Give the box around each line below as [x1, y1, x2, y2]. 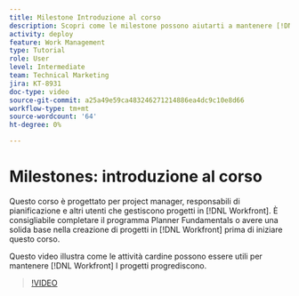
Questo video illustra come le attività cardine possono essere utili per [9, 251, 263, 261]
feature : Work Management [9, 37, 105, 47]
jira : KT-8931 [9, 79, 62, 88]
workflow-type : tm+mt [9, 104, 90, 113]
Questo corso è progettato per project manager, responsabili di [9, 196, 240, 206]
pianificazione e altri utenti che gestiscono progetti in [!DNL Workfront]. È [9, 205, 279, 216]
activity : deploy [9, 29, 74, 38]
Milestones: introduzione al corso [9, 166, 263, 187]
